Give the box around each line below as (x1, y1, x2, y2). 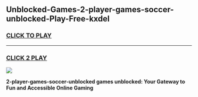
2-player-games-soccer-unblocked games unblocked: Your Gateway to (6, 78, 186, 85)
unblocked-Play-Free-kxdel (6, 14, 110, 24)
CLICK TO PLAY (6, 32, 52, 40)
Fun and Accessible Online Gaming (6, 84, 94, 91)
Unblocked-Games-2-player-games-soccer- (6, 5, 174, 15)
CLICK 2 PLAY (6, 53, 47, 62)
